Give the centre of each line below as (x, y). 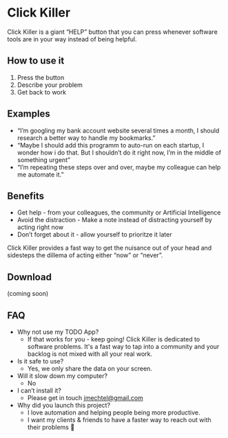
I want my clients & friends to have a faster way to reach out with (119, 420)
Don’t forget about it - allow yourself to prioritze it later (94, 235)
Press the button (41, 77)
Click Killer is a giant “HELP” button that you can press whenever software (113, 32)
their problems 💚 (51, 427)
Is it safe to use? (40, 361)
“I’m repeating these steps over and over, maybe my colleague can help (119, 167)
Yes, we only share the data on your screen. (90, 368)
